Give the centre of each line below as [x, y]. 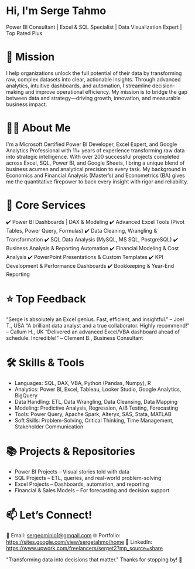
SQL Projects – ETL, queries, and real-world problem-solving [88, 478]
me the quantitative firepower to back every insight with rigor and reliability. [97, 181]
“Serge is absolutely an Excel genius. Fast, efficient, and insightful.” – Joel [95, 319]
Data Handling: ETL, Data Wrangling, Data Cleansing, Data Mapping [96, 401]
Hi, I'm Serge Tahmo [56, 11]
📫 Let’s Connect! [49, 515]
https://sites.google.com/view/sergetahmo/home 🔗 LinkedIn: [79, 542]
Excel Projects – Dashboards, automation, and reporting [82, 484]
